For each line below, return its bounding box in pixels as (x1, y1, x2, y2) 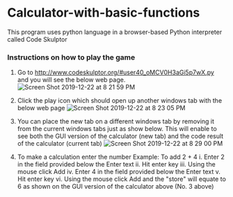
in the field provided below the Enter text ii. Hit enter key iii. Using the (17, 160, 216, 169)
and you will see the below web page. (17, 76, 126, 84)
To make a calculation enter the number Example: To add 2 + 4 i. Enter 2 (17, 153, 225, 161)
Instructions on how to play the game (7, 52, 136, 62)
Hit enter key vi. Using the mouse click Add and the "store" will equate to (17, 175, 226, 183)
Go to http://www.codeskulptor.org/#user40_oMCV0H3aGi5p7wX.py (17, 68, 214, 77)
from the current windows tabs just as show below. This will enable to (17, 125, 217, 133)
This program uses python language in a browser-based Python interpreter (7, 28, 223, 36)
